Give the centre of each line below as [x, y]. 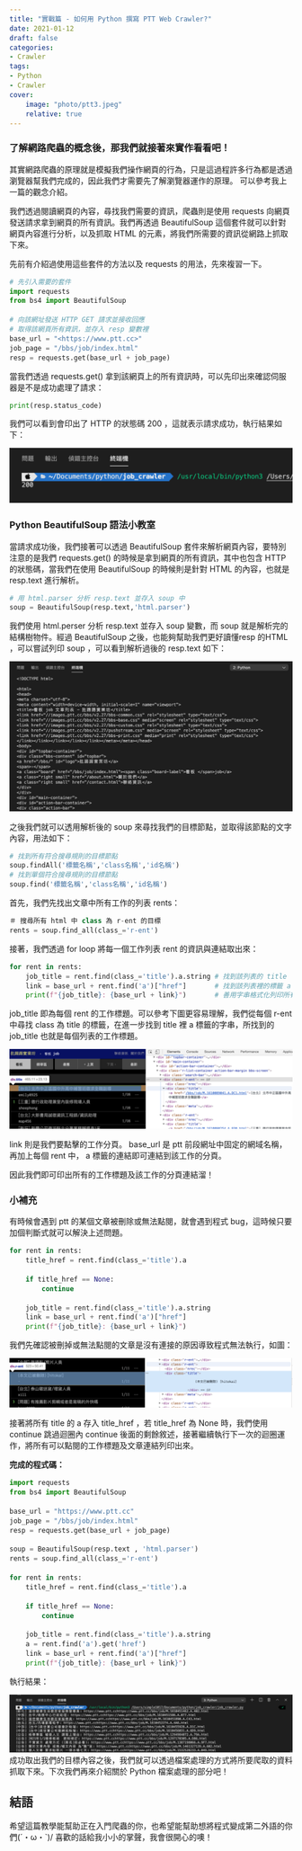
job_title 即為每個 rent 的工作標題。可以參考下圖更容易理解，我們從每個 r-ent [151, 1014]
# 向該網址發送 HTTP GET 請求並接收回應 [77, 320]
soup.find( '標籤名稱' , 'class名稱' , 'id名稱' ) [89, 885]
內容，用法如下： [41, 838]
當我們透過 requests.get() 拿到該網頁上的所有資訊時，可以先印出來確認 [140, 376]
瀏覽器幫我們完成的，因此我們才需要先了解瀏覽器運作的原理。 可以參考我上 [148, 181]
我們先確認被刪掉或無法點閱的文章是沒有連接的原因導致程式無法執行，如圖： [151, 1345]
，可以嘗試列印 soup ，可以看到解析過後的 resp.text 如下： [118, 648]
